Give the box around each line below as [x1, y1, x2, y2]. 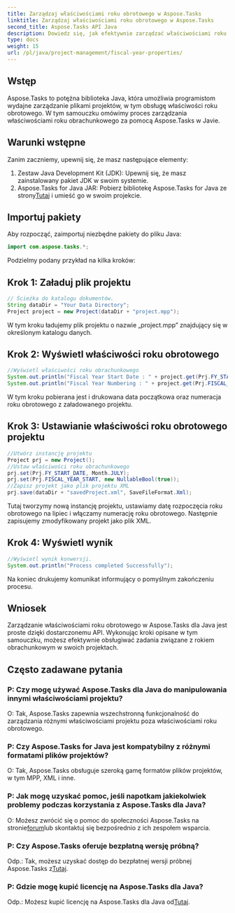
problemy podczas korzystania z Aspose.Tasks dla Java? [7, 800, 206, 810]
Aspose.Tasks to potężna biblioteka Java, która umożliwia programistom [7, 94, 215, 102]
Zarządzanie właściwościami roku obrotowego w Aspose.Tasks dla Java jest [7, 621, 227, 629]
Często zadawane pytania [7, 664, 123, 675]
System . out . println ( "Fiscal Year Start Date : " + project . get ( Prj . [7, 373, 211, 380]
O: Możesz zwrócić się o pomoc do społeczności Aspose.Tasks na [7, 816, 199, 824]
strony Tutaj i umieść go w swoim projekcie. [17, 191, 142, 200]
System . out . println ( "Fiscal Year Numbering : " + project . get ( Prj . [7, 380, 208, 387]
